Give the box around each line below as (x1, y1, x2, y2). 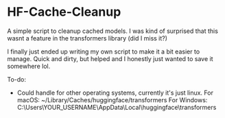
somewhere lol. (7, 62, 51, 70)
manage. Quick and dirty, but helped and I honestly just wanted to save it (7, 54, 214, 62)
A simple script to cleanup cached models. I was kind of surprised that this (7, 27, 218, 35)
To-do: (7, 75, 26, 83)
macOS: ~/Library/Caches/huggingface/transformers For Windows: (16, 95, 208, 104)
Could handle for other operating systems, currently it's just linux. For (16, 88, 214, 97)
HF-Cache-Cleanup (7, 4, 121, 20)
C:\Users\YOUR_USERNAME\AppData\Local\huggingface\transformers (16, 103, 217, 111)
